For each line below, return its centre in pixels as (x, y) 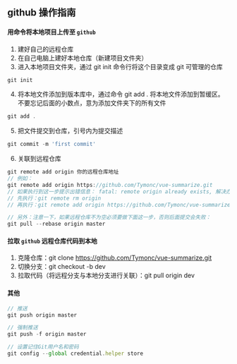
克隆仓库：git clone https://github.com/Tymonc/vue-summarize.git (115, 258)
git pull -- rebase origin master (56, 224)
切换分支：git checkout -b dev (61, 267)
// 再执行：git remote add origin (56, 205)
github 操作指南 (42, 13)
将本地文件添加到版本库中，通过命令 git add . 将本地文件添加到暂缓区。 (121, 95)
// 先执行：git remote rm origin (54, 198)
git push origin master (42, 315)
